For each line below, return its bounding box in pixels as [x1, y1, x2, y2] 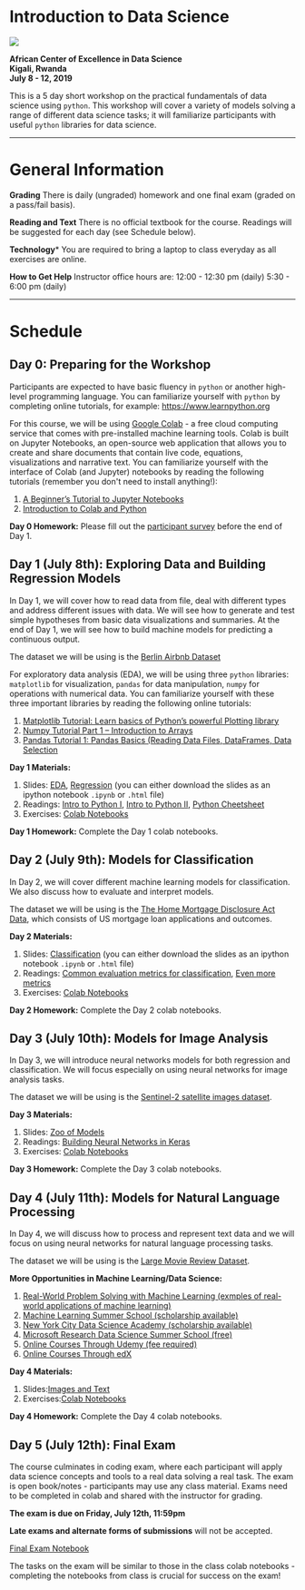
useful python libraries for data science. [9, 119, 157, 130]
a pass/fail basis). [9, 199, 75, 210]
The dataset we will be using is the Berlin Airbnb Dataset [9, 651, 221, 662]
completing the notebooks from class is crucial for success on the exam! [9, 1570, 281, 1581]
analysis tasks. [9, 1074, 65, 1085]
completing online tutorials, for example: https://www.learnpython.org [9, 400, 271, 411]
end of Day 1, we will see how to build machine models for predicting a [9, 623, 273, 634]
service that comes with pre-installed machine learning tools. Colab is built [9, 427, 289, 438]
